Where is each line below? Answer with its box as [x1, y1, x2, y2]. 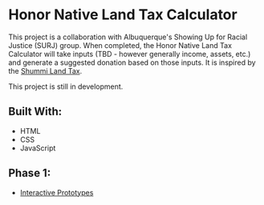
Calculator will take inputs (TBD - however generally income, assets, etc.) [8, 49, 251, 58]
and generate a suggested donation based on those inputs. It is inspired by [8, 58, 256, 67]
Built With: [8, 105, 63, 119]
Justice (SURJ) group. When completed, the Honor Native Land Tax [8, 40, 233, 50]
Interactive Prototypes [19, 187, 94, 197]
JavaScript [19, 143, 56, 153]
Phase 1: [8, 167, 51, 180]
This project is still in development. [8, 82, 124, 91]
